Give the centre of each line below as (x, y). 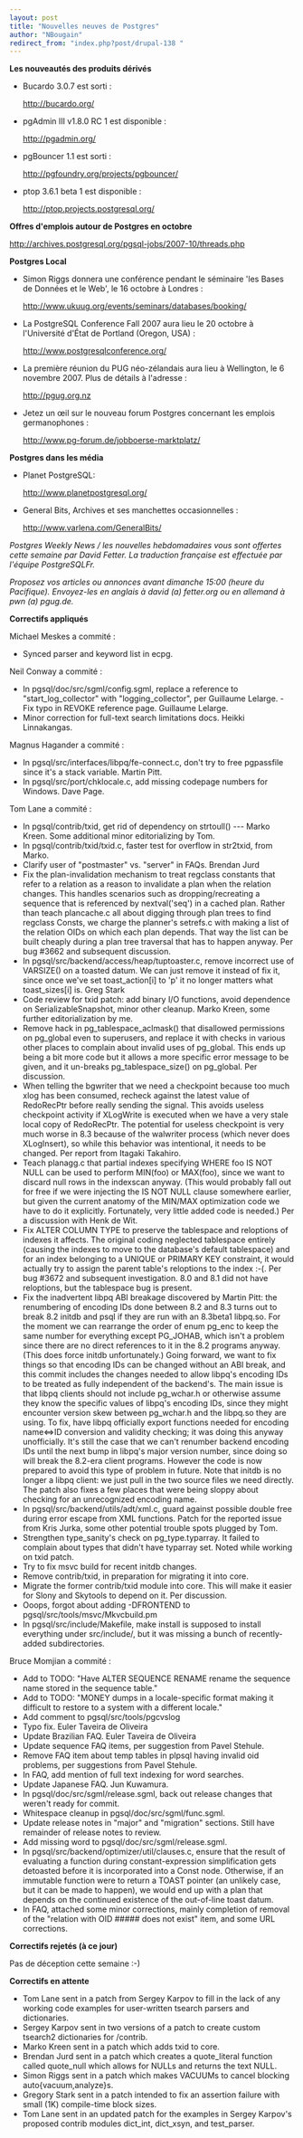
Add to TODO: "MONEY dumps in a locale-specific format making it (148, 1698)
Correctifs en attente (49, 1981)
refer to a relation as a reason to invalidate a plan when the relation (147, 884)
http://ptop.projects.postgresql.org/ (89, 209)
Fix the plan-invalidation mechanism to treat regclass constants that (149, 875)
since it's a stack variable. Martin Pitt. (92, 772)
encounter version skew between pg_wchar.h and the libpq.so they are (154, 1413)
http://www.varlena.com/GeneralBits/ (92, 528)
